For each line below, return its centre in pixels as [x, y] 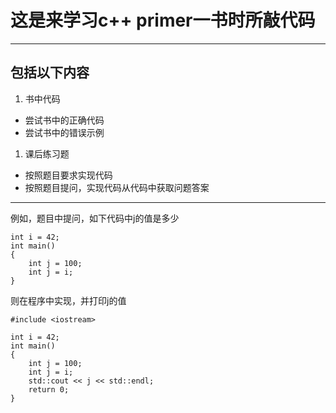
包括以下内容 [50, 72]
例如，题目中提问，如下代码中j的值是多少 [95, 218]
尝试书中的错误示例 [64, 132]
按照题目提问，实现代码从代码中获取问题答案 [117, 187]
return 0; [49, 389]
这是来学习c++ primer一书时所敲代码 [163, 20]
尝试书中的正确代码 [64, 120]
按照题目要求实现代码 [68, 175]
